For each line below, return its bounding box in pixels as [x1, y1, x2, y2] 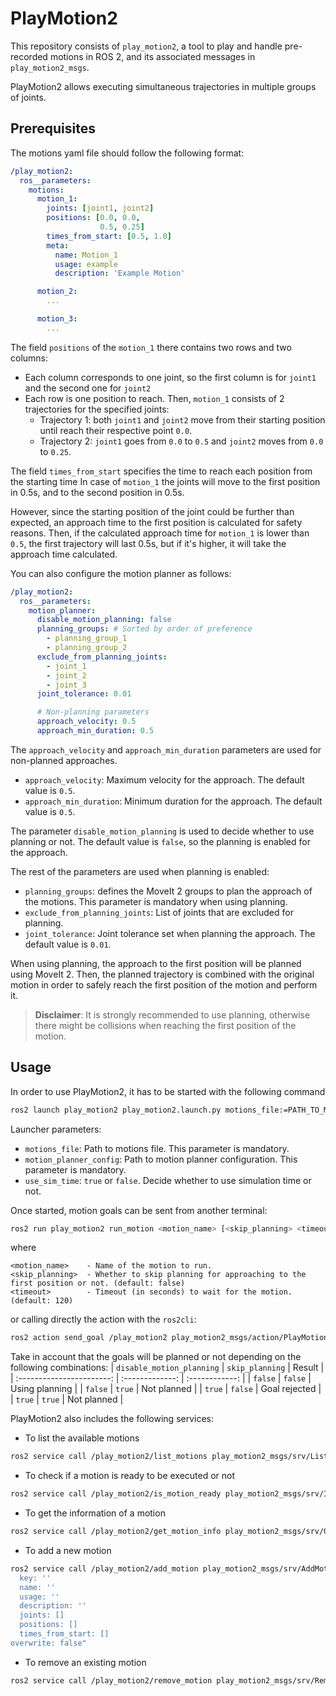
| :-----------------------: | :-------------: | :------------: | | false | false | [10, 1372, 312, 1384]
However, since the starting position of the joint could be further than [10, 505, 295, 517]
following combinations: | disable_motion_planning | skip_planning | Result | [10, 1362, 325, 1374]
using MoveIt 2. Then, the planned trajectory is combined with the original [10, 968, 315, 980]
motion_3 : [36, 314, 78, 324]
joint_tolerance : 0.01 [36, 689, 132, 699]
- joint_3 [46, 680, 87, 690]
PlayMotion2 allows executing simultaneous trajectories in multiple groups [10, 80, 317, 92]
